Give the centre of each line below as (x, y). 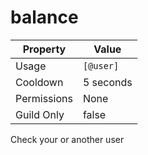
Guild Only (40, 114)
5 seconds (107, 82)
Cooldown (39, 82)
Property (44, 49)
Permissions (44, 98)
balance (44, 17)
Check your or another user (67, 139)
